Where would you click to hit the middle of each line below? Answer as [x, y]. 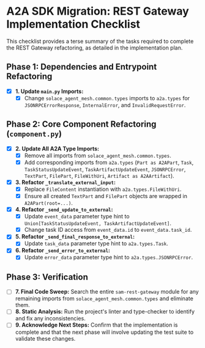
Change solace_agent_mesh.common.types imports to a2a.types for [107, 98]
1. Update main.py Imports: [49, 91]
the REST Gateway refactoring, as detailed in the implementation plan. [95, 48]
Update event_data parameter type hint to [77, 217]
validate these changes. [45, 338]
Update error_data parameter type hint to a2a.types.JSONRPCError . [109, 257]
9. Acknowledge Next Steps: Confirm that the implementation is [96, 325]
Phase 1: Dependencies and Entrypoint [82, 67]
